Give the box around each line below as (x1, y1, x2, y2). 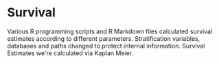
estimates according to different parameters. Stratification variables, (7, 34, 200, 42)
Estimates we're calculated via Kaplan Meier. (7, 49, 134, 57)
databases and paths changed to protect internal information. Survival (7, 42, 205, 50)
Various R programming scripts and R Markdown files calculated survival (7, 27, 213, 35)
